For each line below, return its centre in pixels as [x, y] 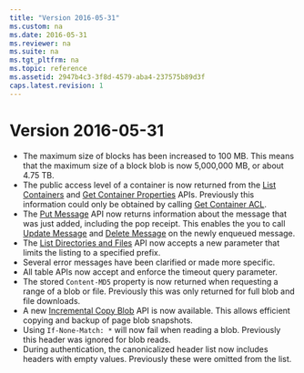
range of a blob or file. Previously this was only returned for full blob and [158, 291]
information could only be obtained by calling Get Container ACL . [144, 204]
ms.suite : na [34, 52]
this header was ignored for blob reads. [96, 339]
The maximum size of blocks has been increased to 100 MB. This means [158, 156]
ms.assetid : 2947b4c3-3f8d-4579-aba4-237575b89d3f [107, 77]
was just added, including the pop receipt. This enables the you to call [154, 223]
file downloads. [51, 300]
